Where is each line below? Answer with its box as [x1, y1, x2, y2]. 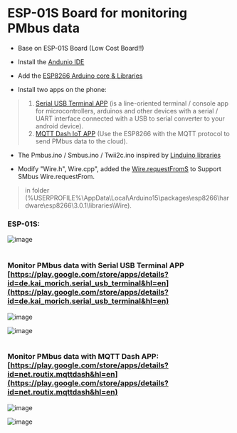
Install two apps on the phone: [17, 85, 107, 93]
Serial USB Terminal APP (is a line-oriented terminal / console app [35, 98, 229, 108]
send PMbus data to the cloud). [35, 137, 128, 146]
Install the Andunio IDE [17, 57, 85, 66]
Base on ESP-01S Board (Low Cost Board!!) [17, 44, 144, 52]
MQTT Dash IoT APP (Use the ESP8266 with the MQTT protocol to [35, 129, 230, 138]
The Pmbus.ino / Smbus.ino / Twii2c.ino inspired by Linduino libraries [17, 151, 221, 159]
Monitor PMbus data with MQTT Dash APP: [7, 352, 159, 362]
